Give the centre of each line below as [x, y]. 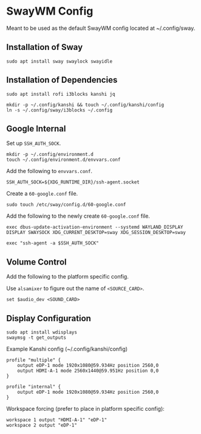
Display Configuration [49, 318]
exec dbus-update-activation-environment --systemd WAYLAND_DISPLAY [95, 227]
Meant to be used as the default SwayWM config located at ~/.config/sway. [101, 28]
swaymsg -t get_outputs [36, 338]
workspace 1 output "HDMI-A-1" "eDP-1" [57, 420]
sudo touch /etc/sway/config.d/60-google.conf [66, 205]
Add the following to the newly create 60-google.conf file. [78, 216]
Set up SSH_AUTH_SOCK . [34, 143]
